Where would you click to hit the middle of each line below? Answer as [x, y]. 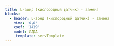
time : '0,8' [26, 23]
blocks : [13, 14]
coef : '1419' [27, 27]
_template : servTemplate [39, 36]
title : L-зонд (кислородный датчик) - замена [52, 9]
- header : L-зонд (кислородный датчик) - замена [59, 18]
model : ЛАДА [26, 32]
